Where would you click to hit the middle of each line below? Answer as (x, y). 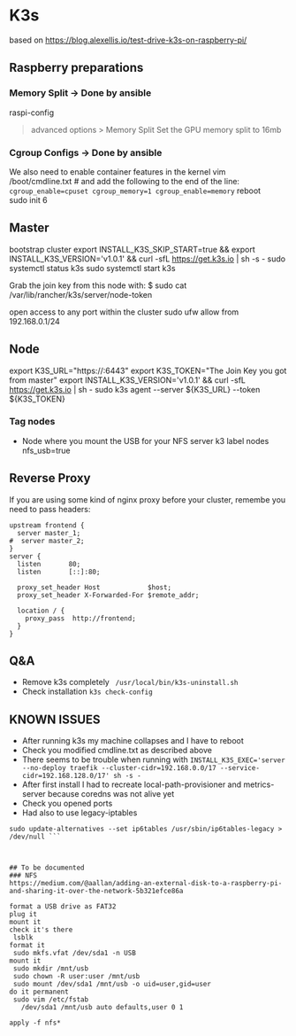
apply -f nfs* (35, 1023)
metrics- (258, 784)
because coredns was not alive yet (111, 794)
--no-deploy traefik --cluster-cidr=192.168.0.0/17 (119, 768)
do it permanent (39, 992)
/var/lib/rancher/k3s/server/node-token (81, 294)
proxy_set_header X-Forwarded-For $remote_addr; (108, 595)
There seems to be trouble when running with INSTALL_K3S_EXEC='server (153, 759)
